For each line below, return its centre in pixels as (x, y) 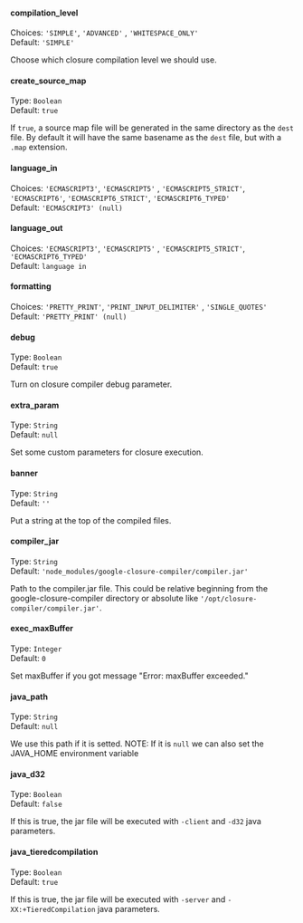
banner (24, 473)
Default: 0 (28, 659)
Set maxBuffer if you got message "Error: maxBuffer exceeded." (129, 676)
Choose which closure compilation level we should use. (114, 60)
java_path (29, 697)
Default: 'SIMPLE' (43, 43)
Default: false (36, 804)
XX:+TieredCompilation (53, 909)
